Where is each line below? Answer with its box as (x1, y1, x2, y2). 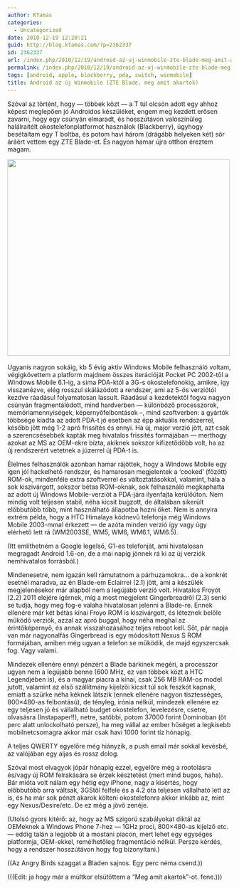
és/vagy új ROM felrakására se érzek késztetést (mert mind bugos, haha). (7, 771, 223, 779)
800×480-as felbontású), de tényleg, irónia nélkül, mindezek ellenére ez (7, 697, 219, 706)
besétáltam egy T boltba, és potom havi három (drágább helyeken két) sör (7, 129, 225, 138)
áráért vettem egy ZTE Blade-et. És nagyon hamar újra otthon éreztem (7, 137, 213, 146)
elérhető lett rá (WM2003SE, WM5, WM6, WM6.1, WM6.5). (7, 527, 179, 536)
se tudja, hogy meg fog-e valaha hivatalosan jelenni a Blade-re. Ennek (7, 601, 213, 609)
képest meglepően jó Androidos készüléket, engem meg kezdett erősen (7, 107, 218, 115)
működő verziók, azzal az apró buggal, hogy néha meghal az (7, 615, 186, 624)
